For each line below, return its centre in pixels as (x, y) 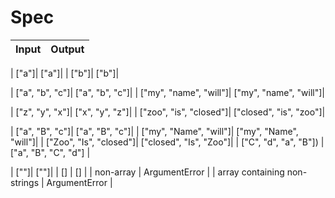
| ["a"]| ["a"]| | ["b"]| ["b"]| (65, 73)
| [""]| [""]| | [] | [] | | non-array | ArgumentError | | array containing (147, 172)
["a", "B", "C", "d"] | (50, 152)
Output (67, 49)
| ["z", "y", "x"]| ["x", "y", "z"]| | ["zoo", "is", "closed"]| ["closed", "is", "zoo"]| (168, 112)
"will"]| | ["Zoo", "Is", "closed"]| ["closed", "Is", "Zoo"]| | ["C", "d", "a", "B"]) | (167, 142)
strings (25, 182)
